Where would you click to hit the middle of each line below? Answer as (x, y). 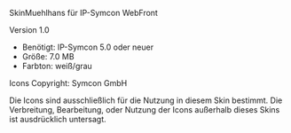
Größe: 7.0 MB (48, 56)
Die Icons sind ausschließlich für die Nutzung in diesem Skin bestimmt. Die (146, 100)
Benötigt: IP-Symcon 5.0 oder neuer (87, 47)
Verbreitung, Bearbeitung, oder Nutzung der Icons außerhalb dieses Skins (145, 110)
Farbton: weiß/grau (57, 66)
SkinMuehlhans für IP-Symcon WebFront (83, 13)
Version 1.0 (29, 30)
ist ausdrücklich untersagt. (58, 119)
